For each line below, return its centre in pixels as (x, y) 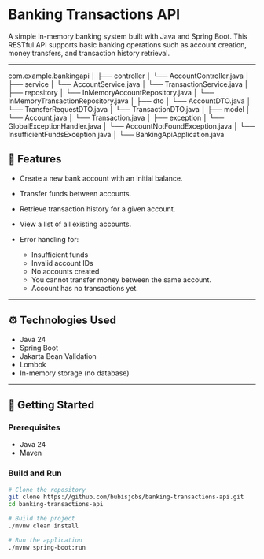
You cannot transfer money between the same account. (121, 279)
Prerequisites (34, 427)
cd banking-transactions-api (56, 505)
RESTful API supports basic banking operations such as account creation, (128, 44)
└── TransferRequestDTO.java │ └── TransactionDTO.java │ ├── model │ (130, 109)
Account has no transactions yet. (85, 288)
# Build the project (42, 519)
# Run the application (45, 540)
